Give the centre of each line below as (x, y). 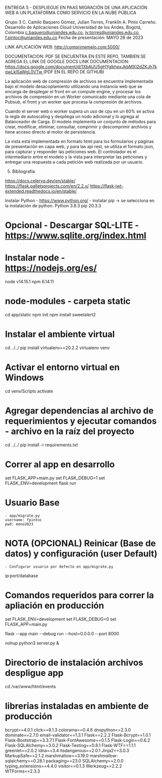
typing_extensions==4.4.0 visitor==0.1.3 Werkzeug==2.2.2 (64, 766)
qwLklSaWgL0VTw (24, 72)
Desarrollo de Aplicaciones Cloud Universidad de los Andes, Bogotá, (73, 27)
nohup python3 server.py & (32, 643)
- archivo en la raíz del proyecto (70, 431)
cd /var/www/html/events (30, 686)
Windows (24, 378)
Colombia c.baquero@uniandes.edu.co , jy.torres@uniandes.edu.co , (73, 32)
